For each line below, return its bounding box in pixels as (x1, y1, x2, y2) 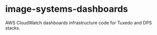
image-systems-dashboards (5, 3, 128, 15)
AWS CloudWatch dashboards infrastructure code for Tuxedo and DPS (5, 20, 152, 26)
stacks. (5, 25, 21, 31)
